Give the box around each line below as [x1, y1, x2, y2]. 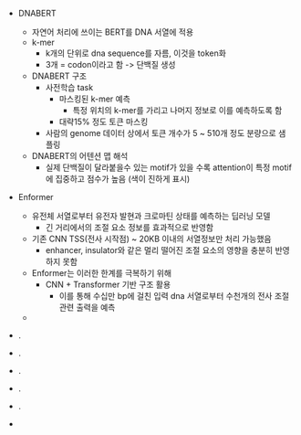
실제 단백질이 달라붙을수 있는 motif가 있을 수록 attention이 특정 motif [45, 162, 292, 173]
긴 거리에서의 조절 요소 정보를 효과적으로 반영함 [45, 222, 214, 232]
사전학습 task [45, 82, 94, 92]
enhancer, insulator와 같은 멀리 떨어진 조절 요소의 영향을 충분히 [45, 245, 274, 255]
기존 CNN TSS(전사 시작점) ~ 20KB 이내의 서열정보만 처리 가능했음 [31, 233, 272, 244]
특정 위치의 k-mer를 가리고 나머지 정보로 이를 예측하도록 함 [72, 105, 283, 115]
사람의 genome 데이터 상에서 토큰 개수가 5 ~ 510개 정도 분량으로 [45, 128, 276, 138]
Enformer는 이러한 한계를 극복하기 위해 [31, 268, 171, 278]
